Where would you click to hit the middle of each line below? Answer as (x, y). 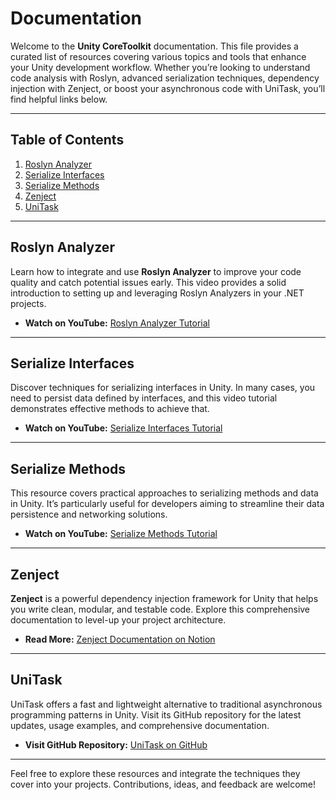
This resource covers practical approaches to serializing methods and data (164, 493)
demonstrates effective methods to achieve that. (110, 409)
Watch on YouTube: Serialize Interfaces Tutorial (123, 428)
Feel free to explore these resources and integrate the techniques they (155, 773)
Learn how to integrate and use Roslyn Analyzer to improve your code (156, 271)
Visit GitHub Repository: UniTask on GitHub (116, 744)
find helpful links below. (59, 99)
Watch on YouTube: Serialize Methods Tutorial (121, 534)
